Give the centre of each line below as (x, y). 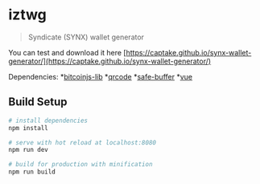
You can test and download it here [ (67, 52)
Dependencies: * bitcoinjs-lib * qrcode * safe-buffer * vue (101, 76)
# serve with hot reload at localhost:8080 (83, 142)
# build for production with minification (80, 165)
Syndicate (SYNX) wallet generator (86, 37)
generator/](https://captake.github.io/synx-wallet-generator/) (110, 61)
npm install (28, 128)
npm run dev (28, 150)
